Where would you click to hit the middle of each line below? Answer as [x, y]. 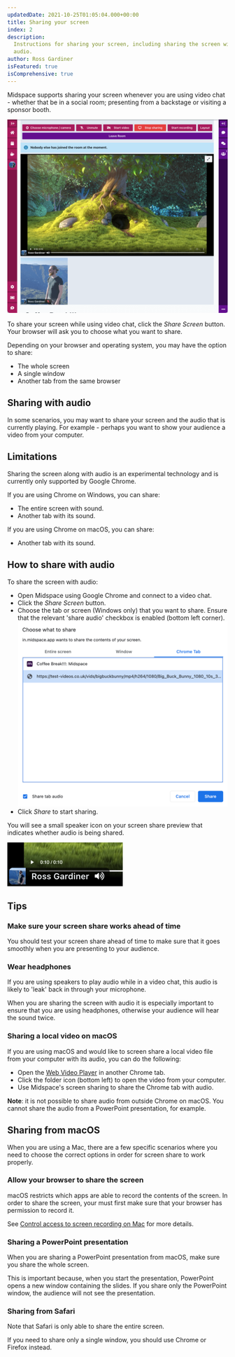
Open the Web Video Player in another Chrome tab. [91, 1072]
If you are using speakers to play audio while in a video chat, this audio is [113, 982]
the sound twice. [31, 1018]
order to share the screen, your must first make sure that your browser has [115, 1203]
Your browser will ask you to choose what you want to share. [95, 332]
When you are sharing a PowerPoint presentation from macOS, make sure [114, 1258]
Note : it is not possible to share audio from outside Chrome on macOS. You [115, 1101]
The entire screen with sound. [60, 508]
